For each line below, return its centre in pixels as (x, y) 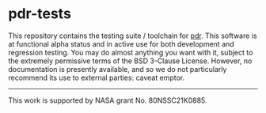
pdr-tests (40, 14)
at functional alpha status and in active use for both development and (122, 43)
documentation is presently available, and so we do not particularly (118, 69)
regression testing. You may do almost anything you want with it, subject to (131, 52)
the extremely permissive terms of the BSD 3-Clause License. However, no (130, 61)
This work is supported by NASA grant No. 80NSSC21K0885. (108, 100)
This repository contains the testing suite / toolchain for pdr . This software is (133, 36)
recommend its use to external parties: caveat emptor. (96, 77)
